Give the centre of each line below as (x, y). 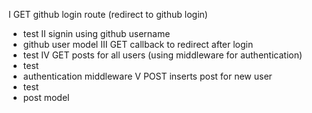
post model (46, 97)
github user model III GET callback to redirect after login (138, 44)
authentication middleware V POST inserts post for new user (147, 76)
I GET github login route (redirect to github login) (108, 14)
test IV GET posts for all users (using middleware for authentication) (162, 55)
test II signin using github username (96, 33)
